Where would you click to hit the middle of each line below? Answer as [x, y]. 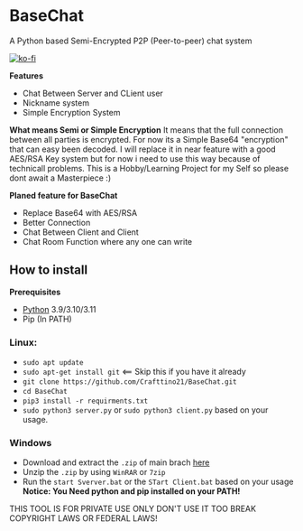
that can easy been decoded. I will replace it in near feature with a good [143, 149]
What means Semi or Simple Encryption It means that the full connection [147, 130]
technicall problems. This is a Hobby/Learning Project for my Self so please [149, 168]
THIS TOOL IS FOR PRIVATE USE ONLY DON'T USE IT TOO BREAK [133, 509]
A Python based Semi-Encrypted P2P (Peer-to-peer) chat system [131, 41]
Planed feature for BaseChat [64, 195]
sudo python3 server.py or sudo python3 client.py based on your [145, 410]
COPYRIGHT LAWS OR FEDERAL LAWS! [83, 518]
